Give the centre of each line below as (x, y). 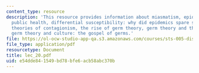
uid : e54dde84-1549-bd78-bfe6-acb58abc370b (61, 61)
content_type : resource (36, 11)
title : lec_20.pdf (29, 55)
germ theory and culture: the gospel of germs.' (73, 34)
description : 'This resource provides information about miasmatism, (94, 17)
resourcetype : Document (36, 50)
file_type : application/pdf (41, 45)
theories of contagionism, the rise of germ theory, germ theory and (99, 28)
